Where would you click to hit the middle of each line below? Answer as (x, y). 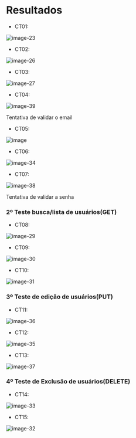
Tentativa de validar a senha (40, 196)
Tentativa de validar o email (39, 117)
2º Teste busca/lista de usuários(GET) (62, 212)
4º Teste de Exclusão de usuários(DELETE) (68, 382)
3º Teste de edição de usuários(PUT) (59, 297)
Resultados (34, 10)
